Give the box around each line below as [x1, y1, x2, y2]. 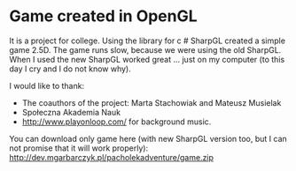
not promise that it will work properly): [9, 143, 149, 153]
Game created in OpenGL [9, 6, 198, 26]
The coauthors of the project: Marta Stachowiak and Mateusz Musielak [21, 97, 282, 108]
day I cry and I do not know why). [9, 63, 131, 74]
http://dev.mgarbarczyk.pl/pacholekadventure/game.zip [9, 152, 214, 162]
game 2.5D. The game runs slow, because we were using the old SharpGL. [9, 44, 282, 55]
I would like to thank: [9, 80, 85, 91]
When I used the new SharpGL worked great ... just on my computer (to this [9, 54, 285, 64]
